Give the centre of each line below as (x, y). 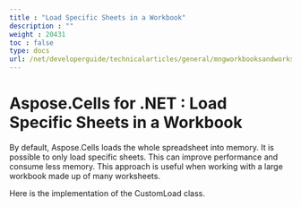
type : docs (30, 51)
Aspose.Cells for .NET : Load (118, 103)
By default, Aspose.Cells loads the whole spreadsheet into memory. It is (142, 147)
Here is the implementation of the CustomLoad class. (107, 193)
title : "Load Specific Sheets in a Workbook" (98, 17)
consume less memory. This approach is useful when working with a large (146, 166)
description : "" (42, 26)
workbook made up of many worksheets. (85, 176)
